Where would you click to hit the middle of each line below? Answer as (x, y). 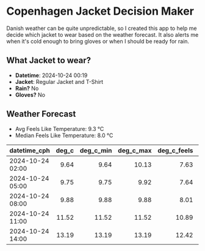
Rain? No (27, 88)
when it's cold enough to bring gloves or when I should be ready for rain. (98, 41)
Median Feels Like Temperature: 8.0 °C (64, 135)
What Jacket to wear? (49, 60)
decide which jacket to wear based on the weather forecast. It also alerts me (103, 34)
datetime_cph (30, 150)
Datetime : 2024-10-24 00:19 (51, 75)
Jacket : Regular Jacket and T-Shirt (59, 81)
